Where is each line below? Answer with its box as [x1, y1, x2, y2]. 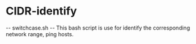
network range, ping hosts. [6, 30, 74, 37]
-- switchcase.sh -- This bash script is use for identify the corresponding [6, 24, 190, 31]
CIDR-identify [6, 4, 77, 18]
